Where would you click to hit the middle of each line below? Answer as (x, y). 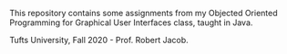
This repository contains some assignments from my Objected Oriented (143, 13)
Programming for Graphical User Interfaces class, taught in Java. (131, 22)
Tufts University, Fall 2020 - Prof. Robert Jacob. (99, 40)
